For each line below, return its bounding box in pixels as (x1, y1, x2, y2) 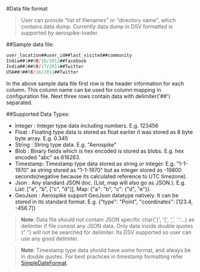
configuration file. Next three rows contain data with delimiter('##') (6, 92, 171, 100)
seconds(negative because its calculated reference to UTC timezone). (14, 172, 187, 180)
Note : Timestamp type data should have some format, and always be (20, 246, 191, 254)
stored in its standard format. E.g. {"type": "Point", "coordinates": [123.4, (14, 198, 193, 205)
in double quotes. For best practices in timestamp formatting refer (20, 253, 183, 260)
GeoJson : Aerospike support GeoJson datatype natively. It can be (14, 191, 179, 199)
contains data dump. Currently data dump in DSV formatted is (20, 23, 173, 30)
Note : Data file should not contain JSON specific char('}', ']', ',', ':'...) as (20, 216, 195, 223)
